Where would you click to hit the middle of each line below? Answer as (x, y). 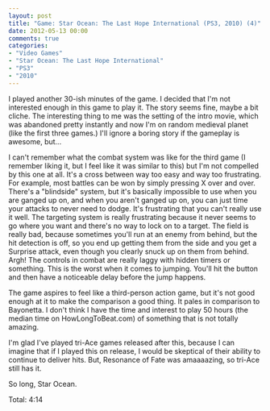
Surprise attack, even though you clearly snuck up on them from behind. (129, 251)
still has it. (25, 368)
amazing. (23, 326)
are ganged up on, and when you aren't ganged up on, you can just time (128, 200)
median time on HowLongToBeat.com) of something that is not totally (123, 318)
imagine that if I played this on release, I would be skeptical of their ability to (134, 351)
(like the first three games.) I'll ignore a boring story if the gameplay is (124, 133)
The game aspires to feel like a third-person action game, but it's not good (132, 293)
